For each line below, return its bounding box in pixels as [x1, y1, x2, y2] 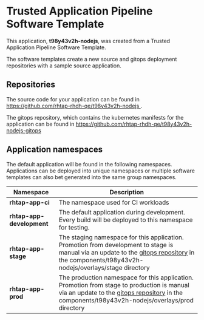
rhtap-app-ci [9, 198, 50, 206]
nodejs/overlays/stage [58, 263, 123, 271]
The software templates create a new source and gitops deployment [6, 55, 177, 63]
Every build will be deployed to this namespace [58, 216, 193, 224]
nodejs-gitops [6, 126, 41, 134]
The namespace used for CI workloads [58, 198, 169, 206]
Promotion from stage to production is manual [58, 281, 189, 289]
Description [109, 188, 144, 196]
